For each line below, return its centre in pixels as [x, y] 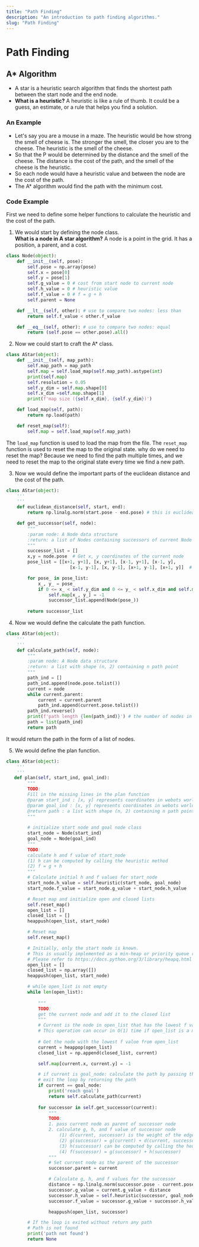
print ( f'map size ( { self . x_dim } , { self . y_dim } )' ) [90, 399]
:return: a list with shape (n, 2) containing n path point [103, 667]
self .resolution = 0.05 [57, 382]
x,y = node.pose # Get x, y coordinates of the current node [106, 556]
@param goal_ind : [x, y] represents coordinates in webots [103, 805]
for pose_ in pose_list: [58, 578]
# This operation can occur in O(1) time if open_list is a [113, 1031]
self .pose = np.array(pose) [62, 267]
